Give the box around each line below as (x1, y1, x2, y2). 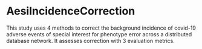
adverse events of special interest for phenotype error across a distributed (6, 30, 192, 38)
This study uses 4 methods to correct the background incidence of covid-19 (6, 24, 197, 31)
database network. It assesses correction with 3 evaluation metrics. (6, 37, 175, 44)
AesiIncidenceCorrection (6, 4, 135, 18)
